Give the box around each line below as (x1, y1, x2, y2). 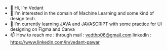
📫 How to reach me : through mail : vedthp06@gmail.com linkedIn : (10, 32, 152, 38)
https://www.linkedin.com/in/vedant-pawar (10, 39, 100, 45)
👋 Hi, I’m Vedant (10, 5, 44, 11)
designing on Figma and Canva (10, 26, 75, 32)
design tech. (10, 16, 36, 21)
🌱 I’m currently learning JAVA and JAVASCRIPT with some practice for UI (10, 21, 162, 27)
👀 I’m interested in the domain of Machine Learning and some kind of (10, 10, 154, 16)
